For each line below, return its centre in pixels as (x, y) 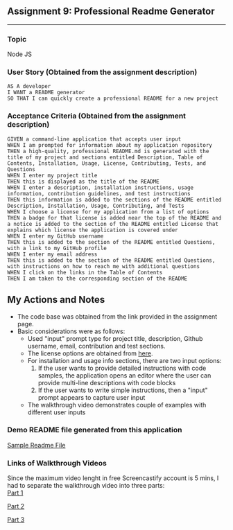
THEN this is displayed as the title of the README (83, 182)
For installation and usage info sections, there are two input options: (124, 360)
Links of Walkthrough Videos (57, 463)
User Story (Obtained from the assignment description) (102, 72)
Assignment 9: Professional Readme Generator (111, 11)
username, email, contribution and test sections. (96, 346)
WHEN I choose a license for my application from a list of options (108, 212)
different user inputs (57, 412)
